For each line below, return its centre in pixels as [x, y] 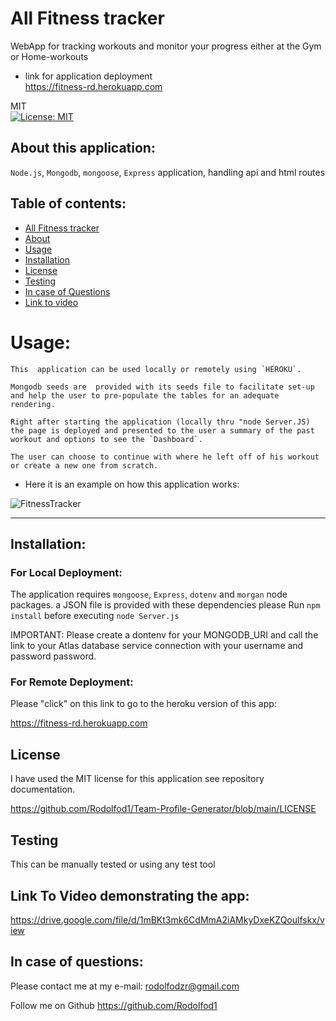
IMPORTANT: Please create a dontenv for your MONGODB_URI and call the [164, 635]
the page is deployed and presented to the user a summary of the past [162, 430]
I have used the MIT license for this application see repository [137, 779]
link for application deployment [88, 76]
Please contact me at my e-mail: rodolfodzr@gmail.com [125, 986]
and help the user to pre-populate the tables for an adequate [145, 395]
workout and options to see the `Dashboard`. [106, 439]
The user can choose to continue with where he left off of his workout [165, 457]
